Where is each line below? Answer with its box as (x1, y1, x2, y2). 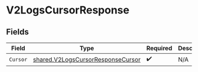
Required (146, 44, 173, 52)
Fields (6, 27, 29, 37)
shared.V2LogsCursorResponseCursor (33, 55, 141, 63)
